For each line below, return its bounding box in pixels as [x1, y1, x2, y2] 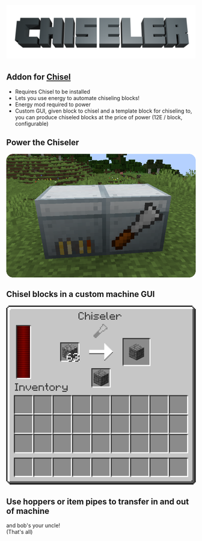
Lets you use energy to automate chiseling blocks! [14, 94, 140, 101]
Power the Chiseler [6, 137, 79, 148]
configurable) [14, 120, 49, 127]
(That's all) [6, 528, 33, 536]
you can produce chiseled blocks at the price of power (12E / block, [14, 113, 183, 120]
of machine [6, 505, 50, 516]
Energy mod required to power [14, 101, 91, 108]
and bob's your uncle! [6, 522, 61, 529]
